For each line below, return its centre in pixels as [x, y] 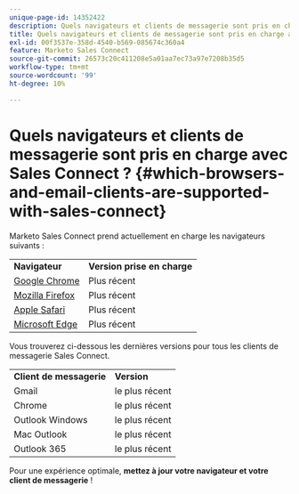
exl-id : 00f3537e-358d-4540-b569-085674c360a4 [97, 42]
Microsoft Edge [46, 324]
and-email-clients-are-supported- [139, 192]
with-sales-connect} [88, 211]
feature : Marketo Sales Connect [69, 51]
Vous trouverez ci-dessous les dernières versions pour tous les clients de [144, 346]
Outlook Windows [51, 419]
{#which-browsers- [210, 173]
